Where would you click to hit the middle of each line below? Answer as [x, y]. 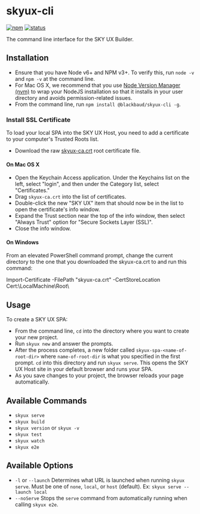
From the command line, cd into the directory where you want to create [102, 331]
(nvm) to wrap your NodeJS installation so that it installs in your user [99, 92]
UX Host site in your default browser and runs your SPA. [84, 369]
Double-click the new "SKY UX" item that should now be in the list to [99, 203]
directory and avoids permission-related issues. [73, 98]
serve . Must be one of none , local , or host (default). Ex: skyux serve [98, 486]
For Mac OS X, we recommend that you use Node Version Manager [98, 85]
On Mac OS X [23, 164]
